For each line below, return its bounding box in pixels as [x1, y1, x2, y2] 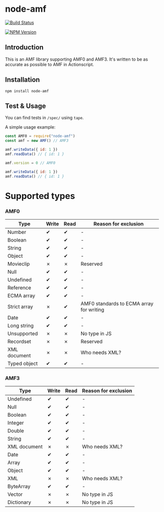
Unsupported [7, 330, 38, 337]
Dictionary [7, 499, 31, 506]
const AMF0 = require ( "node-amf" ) [5, 134, 76, 139]
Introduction [5, 43, 44, 52]
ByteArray [7, 483, 31, 490]
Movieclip [7, 260, 30, 267]
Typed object [7, 360, 38, 367]
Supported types [5, 190, 75, 201]
